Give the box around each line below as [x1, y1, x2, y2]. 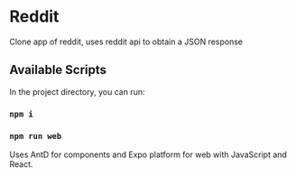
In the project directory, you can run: [9, 86, 145, 97]
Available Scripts [9, 62, 106, 78]
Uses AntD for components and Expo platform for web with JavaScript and [9, 149, 287, 160]
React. [9, 158, 33, 169]
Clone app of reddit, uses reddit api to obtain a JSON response [9, 36, 244, 47]
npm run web [9, 131, 62, 141]
